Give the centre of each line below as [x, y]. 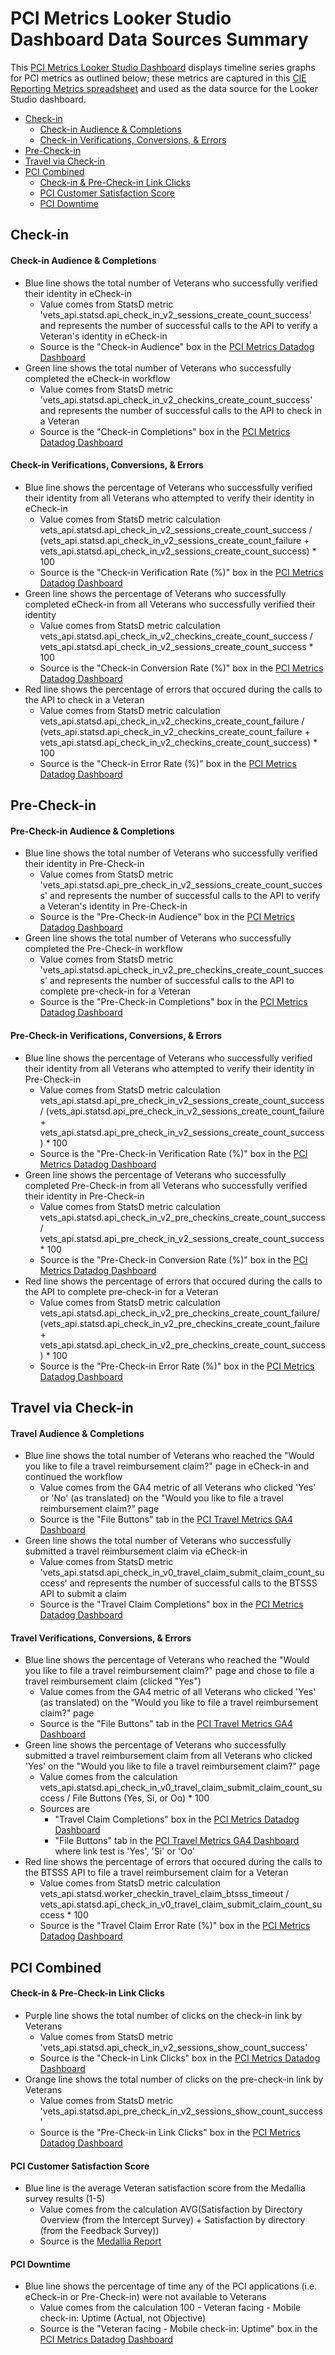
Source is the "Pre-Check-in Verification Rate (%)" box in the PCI [173, 1153]
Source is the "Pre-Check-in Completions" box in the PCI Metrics [173, 1002]
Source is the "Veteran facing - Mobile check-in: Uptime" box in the [178, 2329]
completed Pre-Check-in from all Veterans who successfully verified [166, 1185]
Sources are [64, 1809]
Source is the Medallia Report [100, 2241]
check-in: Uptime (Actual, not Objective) [123, 2318]
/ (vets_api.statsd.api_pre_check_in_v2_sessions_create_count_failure [182, 1111]
